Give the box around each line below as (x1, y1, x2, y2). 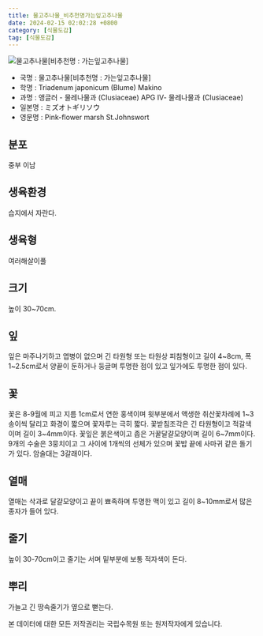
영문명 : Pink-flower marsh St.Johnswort (19, 112, 150, 122)
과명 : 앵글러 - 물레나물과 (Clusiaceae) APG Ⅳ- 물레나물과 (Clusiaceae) (19, 92, 244, 103)
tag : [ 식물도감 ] (8, 33, 55, 42)
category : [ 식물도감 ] (8, 26, 72, 34)
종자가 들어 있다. (8, 506, 59, 516)
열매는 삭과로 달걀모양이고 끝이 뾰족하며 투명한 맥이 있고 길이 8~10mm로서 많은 (8, 496, 253, 506)
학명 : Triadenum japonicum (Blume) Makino (19, 83, 162, 92)
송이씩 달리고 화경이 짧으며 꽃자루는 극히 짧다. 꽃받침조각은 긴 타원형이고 (8, 420, 231, 429)
